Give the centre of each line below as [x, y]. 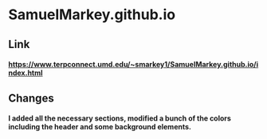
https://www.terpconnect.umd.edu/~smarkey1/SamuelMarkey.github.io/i [133, 65]
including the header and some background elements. [100, 127]
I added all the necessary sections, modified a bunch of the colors [120, 118]
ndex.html [26, 73]
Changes [31, 98]
